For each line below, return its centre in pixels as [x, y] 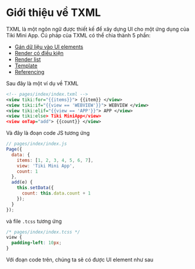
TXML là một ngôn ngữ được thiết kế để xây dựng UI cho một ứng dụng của [98, 29]
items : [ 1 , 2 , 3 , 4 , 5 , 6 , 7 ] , [55, 160]
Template [26, 66]
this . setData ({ [35, 188]
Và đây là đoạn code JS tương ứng [48, 133]
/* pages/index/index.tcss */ [43, 232]
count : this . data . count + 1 [56, 193]
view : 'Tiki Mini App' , [46, 166]
